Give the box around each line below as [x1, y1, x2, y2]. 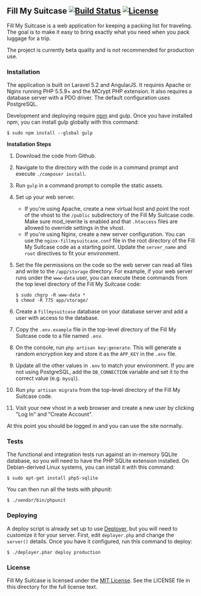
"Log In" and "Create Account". [15, 411, 93, 418]
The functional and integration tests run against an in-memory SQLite [7, 451, 178, 458]
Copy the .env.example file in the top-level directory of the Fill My [15, 326, 176, 333]
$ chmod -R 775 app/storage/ [15, 298, 89, 304]
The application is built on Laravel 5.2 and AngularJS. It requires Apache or [7, 82, 191, 89]
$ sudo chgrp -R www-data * [15, 292, 86, 298]
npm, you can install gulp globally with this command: [7, 118, 139, 126]
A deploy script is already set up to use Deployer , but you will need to [7, 525, 178, 532]
